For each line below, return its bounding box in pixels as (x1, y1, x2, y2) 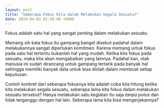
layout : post (5, 7, 32, 12)
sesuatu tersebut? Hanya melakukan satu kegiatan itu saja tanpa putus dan (5, 92, 159, 98)
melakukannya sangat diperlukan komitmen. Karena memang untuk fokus (5, 45, 156, 51)
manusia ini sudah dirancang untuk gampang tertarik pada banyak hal (5, 61, 148, 67)
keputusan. (5, 72, 28, 78)
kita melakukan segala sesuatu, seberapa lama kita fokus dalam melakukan (5, 87, 159, 93)
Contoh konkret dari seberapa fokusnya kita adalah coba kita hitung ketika (5, 81, 158, 87)
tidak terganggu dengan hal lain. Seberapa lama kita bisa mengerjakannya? (5, 97, 159, 103)
